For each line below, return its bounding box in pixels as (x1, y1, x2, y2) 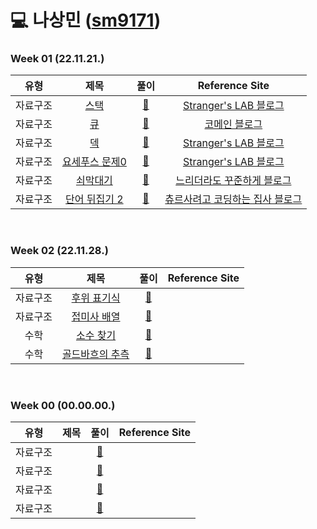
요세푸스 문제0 (61, 155, 127, 169)
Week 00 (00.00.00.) (10, 398, 116, 412)
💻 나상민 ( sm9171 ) (10, 9, 162, 32)
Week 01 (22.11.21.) (10, 52, 105, 66)
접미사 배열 (71, 309, 121, 323)
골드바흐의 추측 (61, 347, 130, 361)
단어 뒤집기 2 (65, 192, 124, 206)
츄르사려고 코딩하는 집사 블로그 (164, 192, 303, 206)
